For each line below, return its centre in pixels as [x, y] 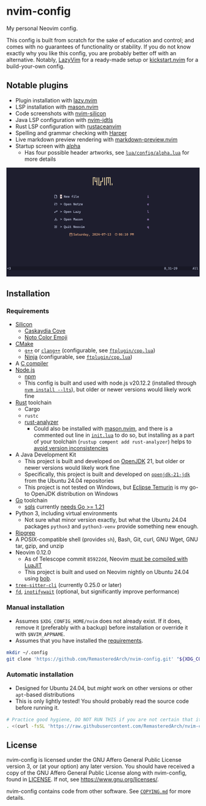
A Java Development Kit [46, 455]
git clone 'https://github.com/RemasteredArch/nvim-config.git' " [93, 659]
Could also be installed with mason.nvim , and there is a [103, 429]
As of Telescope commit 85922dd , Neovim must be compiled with [106, 559]
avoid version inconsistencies [71, 448]
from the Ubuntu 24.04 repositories [69, 481]
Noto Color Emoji [46, 337]
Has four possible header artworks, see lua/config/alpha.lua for [107, 152]
